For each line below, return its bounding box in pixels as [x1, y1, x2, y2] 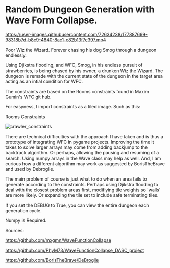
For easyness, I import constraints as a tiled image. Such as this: [5, 103, 141, 109]
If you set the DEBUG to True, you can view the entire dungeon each [5, 202, 149, 208]
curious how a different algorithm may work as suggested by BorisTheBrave [5, 160, 165, 167]
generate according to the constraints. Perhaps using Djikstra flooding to [5, 181, 158, 187]
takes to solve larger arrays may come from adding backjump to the [5, 144, 148, 150]
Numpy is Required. [5, 217, 47, 224]
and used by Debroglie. [5, 166, 55, 172]
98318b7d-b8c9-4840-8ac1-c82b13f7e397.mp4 [5, 37, 106, 43]
